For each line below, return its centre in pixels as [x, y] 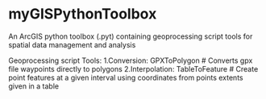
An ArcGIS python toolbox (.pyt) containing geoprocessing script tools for [131, 36]
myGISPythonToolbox [83, 14]
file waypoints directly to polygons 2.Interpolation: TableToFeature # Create [133, 68]
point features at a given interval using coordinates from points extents [126, 77]
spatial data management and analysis [72, 44]
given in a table [33, 86]
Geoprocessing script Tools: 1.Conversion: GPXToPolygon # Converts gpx [131, 60]
